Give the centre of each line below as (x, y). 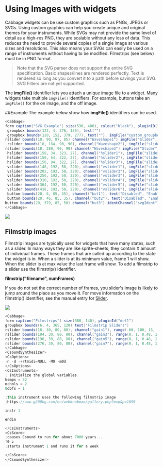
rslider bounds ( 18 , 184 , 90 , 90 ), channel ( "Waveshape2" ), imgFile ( (77, 144)
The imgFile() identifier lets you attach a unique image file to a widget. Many (81, 93)
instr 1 (13, 411)
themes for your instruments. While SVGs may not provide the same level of (81, 33)
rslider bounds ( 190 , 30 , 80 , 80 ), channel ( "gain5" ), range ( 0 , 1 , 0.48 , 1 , (82, 339)
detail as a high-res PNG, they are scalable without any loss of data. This (78, 38)
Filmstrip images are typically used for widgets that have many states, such (80, 243)
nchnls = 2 (16, 384)
